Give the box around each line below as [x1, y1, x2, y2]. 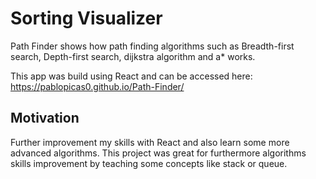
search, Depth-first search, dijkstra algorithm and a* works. [10, 50, 256, 62]
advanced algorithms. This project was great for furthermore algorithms [10, 147, 307, 159]
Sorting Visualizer [10, 7, 163, 30]
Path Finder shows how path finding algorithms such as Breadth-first [10, 40, 295, 52]
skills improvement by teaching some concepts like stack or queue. [10, 157, 288, 169]
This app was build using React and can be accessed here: [10, 70, 253, 82]
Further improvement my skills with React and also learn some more [10, 136, 290, 148]
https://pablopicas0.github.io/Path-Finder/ [10, 80, 185, 92]
